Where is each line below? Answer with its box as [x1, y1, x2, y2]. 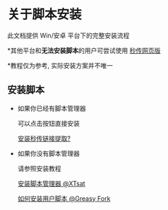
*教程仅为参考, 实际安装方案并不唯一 [7, 61, 113, 69]
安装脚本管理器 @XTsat [17, 179, 86, 187]
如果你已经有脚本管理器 [17, 104, 86, 112]
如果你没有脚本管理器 [17, 149, 80, 158]
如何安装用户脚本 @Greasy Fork [17, 194, 111, 202]
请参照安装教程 [17, 164, 61, 173]
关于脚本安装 [7, 6, 83, 23]
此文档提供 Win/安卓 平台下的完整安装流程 [7, 31, 130, 40]
